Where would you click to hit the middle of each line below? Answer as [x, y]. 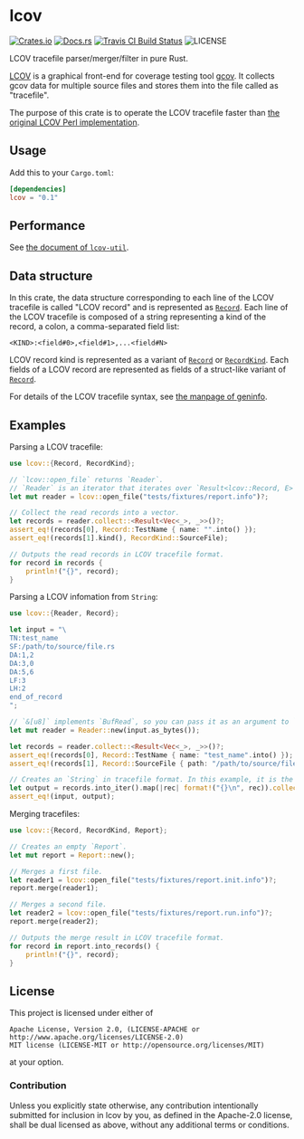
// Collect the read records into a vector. [95, 513]
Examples [38, 425]
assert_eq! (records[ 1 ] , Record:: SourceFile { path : [109, 764]
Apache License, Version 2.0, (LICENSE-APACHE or [105, 1030]
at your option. [37, 1062]
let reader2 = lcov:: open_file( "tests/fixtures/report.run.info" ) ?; [141, 913]
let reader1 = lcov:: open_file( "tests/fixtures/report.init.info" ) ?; [143, 880]
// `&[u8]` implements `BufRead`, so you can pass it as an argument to [149, 722]
